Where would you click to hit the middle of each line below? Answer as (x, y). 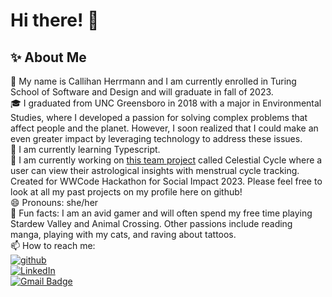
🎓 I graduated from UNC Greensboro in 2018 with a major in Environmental (166, 103)
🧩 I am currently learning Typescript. (85, 149)
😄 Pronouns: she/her (54, 202)
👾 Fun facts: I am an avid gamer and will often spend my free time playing (161, 213)
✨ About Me (48, 57)
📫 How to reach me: (53, 245)
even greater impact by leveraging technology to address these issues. (156, 138)
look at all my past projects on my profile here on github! (126, 192)
